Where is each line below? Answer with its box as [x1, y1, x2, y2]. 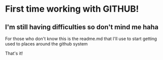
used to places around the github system [5, 41, 88, 47]
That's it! [5, 50, 23, 56]
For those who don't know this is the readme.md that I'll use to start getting [5, 36, 157, 41]
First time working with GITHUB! [5, 3, 139, 15]
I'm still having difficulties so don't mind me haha [5, 23, 159, 31]
